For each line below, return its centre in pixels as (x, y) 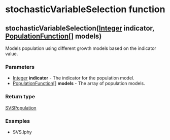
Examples (18, 121)
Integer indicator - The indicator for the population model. (73, 78)
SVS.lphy (22, 132)
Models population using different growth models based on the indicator (81, 48)
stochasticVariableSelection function (85, 9)
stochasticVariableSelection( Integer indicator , (80, 28)
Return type (20, 97)
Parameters (20, 67)
